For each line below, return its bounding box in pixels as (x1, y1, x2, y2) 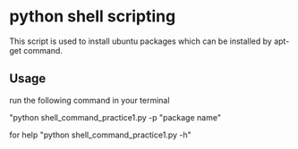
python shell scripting (9, 6, 176, 27)
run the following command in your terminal (9, 95, 170, 105)
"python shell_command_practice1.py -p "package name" (9, 112, 222, 122)
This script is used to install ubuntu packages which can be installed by (9, 36, 273, 46)
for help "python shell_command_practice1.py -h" (9, 129, 192, 140)
